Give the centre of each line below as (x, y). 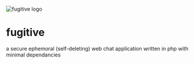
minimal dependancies (34, 55)
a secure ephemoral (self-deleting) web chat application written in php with (97, 48)
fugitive (26, 33)
